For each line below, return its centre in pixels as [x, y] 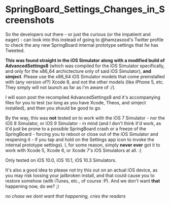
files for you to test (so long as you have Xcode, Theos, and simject [76, 102]
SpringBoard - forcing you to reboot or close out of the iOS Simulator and [82, 134]
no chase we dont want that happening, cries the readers [65, 196]
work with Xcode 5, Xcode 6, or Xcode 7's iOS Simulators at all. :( [73, 150]
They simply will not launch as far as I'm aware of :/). [60, 87]
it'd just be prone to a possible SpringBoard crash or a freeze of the [76, 129]
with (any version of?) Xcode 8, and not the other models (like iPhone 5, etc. [84, 82]
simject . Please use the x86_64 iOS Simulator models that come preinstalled [85, 76]
